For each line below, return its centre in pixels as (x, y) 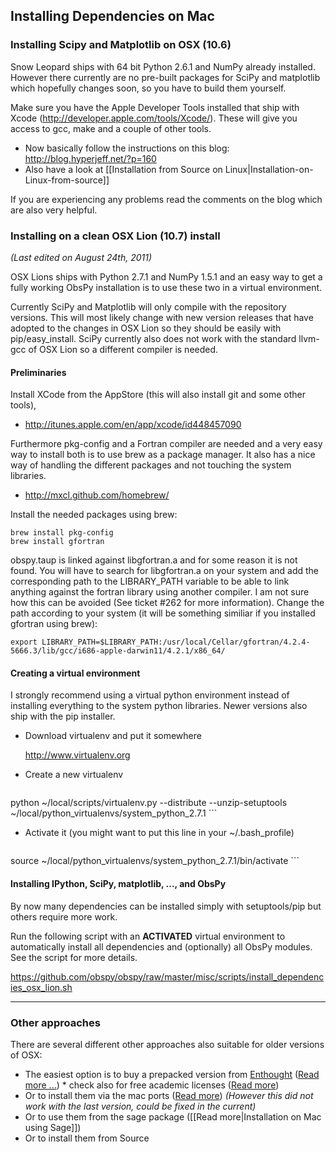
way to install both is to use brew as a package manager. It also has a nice (163, 455)
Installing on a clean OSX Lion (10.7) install (115, 236)
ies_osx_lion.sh (41, 987)
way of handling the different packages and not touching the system (151, 465)
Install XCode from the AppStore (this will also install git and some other (158, 395)
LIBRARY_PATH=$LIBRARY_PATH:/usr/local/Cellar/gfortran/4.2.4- (176, 642)
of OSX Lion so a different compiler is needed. (123, 349)
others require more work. (64, 916)
